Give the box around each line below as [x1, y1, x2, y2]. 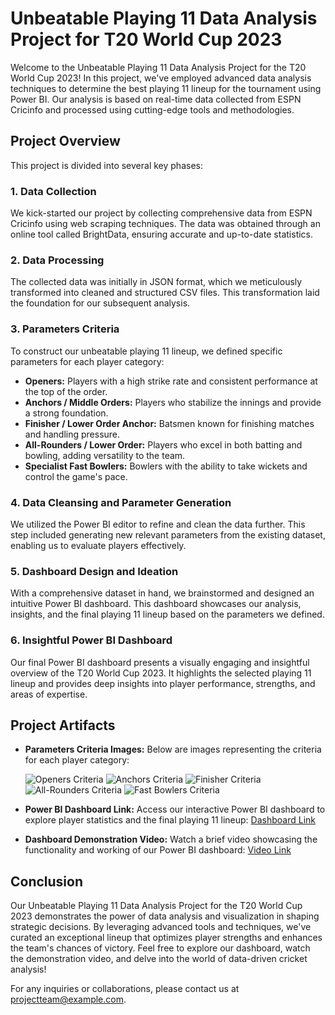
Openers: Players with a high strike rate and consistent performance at [24, 375, 318, 387]
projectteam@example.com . [10, 993, 127, 1006]
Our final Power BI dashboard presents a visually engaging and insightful [10, 656, 310, 668]
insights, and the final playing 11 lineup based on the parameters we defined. [10, 608, 325, 621]
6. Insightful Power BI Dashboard [10, 633, 173, 647]
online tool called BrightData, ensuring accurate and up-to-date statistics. [10, 228, 314, 241]
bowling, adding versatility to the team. [24, 449, 186, 461]
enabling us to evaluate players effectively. [10, 539, 187, 551]
